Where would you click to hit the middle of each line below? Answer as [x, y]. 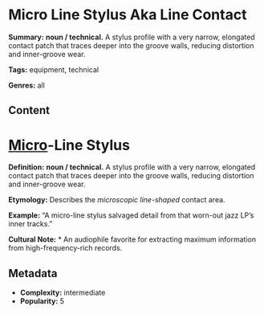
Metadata [33, 273]
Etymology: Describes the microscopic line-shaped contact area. [117, 200]
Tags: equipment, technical [53, 69]
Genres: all [27, 85]
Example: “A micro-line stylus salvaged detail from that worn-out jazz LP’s [131, 215]
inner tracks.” [30, 224]
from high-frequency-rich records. [65, 248]
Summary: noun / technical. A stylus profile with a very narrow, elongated [132, 37]
